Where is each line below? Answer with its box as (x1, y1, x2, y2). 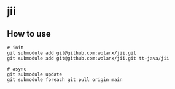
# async (7, 66, 27, 72)
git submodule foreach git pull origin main (7, 77, 123, 83)
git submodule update (7, 71, 63, 77)
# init (7, 44, 24, 51)
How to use (7, 29, 51, 39)
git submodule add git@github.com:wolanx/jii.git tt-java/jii (7, 55, 169, 62)
